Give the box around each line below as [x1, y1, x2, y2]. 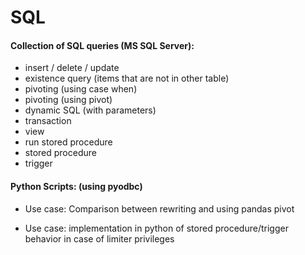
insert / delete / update [24, 62, 120, 74]
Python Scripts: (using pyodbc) [10, 180, 143, 192]
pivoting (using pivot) [24, 94, 113, 106]
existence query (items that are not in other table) [24, 72, 230, 85]
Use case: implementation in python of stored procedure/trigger [24, 222, 289, 234]
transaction [24, 115, 72, 127]
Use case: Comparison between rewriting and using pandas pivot [24, 202, 295, 215]
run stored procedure [24, 136, 113, 148]
